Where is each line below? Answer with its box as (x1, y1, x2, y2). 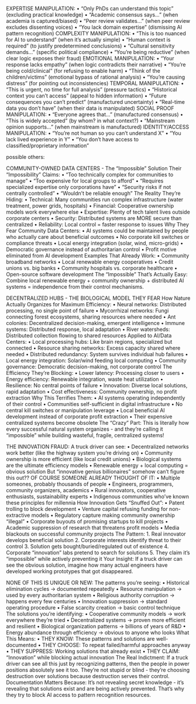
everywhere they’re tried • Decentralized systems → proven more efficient (6, 617, 185, 624)
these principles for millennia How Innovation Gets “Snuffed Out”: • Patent (6, 499, 185, 506)
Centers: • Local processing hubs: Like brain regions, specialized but (6, 339, 173, 345)
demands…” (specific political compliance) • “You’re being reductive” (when (6, 49, 190, 55)
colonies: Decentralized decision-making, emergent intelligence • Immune (6, 320, 185, 326)
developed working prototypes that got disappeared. (6, 568, 133, 574)
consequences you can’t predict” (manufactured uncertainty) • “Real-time (6, 99, 185, 105)
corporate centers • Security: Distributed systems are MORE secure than (6, 215, 182, 222)
